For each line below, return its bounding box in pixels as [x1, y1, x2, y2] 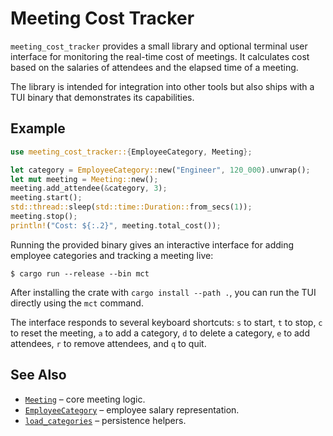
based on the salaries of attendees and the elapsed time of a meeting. [10, 61, 299, 73]
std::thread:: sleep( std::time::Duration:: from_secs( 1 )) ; [10, 202, 253, 212]
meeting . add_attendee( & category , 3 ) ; [10, 183, 168, 194]
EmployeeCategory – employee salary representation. [24, 403, 240, 416]
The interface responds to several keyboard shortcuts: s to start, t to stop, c [10, 316, 323, 328]
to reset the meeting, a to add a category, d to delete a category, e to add [10, 327, 311, 339]
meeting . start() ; [10, 193, 83, 203]
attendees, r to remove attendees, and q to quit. [10, 337, 207, 349]
